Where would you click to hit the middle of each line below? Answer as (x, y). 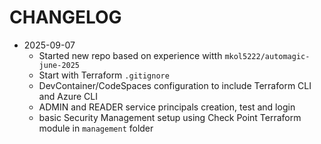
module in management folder (96, 128)
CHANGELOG (65, 17)
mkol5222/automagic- (267, 56)
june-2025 (59, 65)
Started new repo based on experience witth (130, 55)
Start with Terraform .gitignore (104, 75)
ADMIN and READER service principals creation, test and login (167, 107)
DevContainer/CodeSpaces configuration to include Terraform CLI (175, 85)
